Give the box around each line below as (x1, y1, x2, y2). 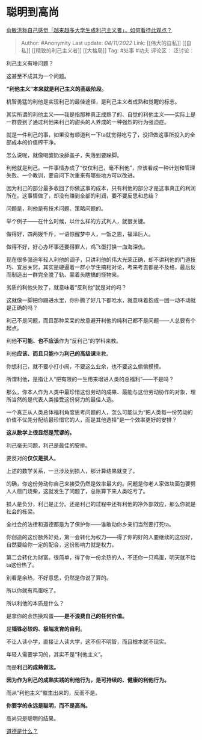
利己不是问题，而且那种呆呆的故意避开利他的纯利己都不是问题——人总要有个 (6, 316, 196, 324)
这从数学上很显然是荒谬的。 (6, 428, 75, 436)
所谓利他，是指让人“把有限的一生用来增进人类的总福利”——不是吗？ (6, 375, 174, 383)
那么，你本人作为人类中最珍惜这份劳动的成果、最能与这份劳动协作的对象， (6, 388, 191, 395)
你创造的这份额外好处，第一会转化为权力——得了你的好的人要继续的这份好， (6, 533, 196, 540)
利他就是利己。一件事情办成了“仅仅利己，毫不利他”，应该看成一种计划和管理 (6, 164, 195, 171)
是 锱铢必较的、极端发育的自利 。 (6, 625, 85, 632)
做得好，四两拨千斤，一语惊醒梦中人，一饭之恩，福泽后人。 (6, 230, 154, 238)
